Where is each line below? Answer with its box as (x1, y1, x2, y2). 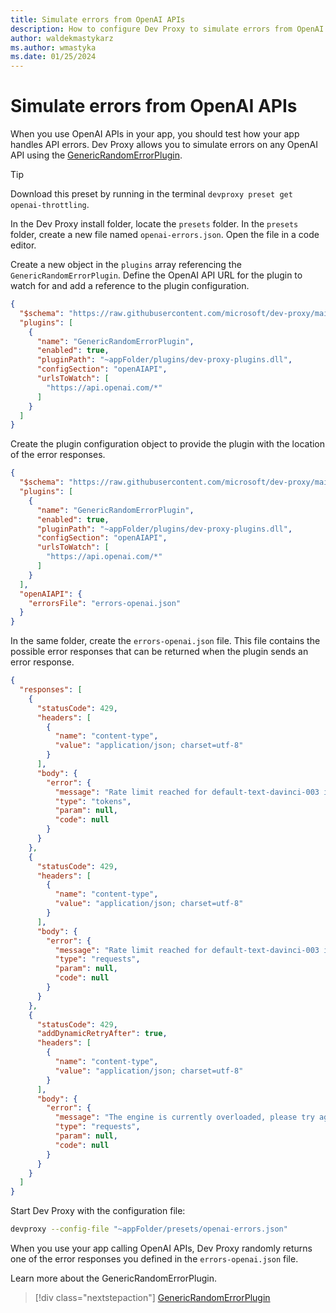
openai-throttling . (10, 199, 90, 211)
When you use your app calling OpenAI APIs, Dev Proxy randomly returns (10, 1242, 313, 1255)
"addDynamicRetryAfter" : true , (36, 1029, 168, 1039)
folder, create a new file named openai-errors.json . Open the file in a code (10, 229, 320, 241)
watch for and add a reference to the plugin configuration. (10, 280, 250, 292)
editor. (10, 239, 37, 251)
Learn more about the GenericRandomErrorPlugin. (10, 1272, 218, 1285)
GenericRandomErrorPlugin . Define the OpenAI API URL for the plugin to (10, 269, 303, 281)
